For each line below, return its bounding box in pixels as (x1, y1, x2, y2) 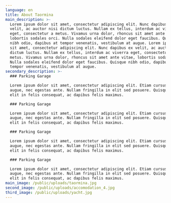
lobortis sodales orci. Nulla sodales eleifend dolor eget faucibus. (10, 36, 160, 41)
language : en (5, 7, 33, 13)
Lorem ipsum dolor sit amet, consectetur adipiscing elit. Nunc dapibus (10, 21, 167, 27)
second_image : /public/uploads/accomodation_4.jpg (5, 185, 115, 190)
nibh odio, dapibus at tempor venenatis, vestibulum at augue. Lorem (10, 41, 160, 46)
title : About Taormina (5, 12, 53, 17)
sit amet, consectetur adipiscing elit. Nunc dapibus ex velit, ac (10, 45, 156, 50)
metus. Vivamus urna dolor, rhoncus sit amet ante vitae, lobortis (10, 54, 156, 60)
